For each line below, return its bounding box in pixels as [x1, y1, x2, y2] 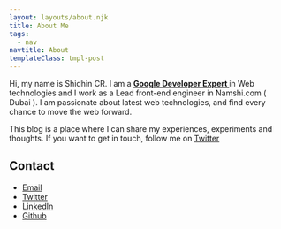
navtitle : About [9, 46, 69, 55]
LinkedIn [21, 201, 54, 211]
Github [21, 210, 47, 221]
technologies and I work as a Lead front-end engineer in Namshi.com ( [9, 88, 267, 98]
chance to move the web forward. [9, 107, 133, 117]
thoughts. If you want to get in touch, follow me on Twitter [9, 134, 220, 143]
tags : [9, 29, 29, 38]
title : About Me [9, 21, 69, 30]
